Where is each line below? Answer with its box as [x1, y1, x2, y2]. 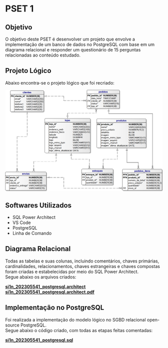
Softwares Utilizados [5, 201, 71, 209]
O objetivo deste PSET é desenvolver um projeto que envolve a [5, 36, 135, 42]
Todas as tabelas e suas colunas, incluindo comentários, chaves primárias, [5, 258, 159, 264]
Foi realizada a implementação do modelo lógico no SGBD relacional [5, 316, 146, 322]
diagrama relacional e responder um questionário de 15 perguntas [5, 47, 141, 52]
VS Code [12, 219, 31, 225]
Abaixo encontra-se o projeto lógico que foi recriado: [5, 79, 115, 85]
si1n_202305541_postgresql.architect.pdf [5, 288, 95, 295]
